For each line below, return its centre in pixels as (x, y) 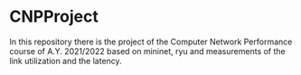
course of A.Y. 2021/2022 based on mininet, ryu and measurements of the (148, 51)
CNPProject (54, 17)
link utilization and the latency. (66, 61)
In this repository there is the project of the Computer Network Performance (151, 42)
